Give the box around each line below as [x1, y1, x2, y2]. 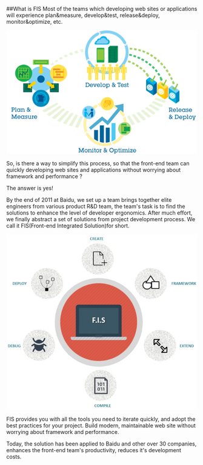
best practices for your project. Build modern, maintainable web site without [6, 422, 196, 429]
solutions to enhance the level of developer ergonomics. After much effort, [6, 209, 193, 216]
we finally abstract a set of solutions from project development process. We [6, 216, 196, 223]
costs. [6, 453, 22, 460]
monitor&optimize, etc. [6, 18, 63, 25]
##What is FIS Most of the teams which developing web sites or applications [6, 5, 198, 12]
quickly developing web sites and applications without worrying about [6, 167, 181, 174]
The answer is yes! [6, 185, 53, 192]
